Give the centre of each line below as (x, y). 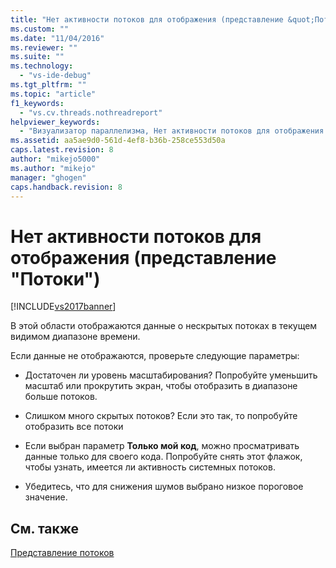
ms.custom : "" (40, 29)
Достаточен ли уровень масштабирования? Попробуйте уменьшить (171, 375)
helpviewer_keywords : (55, 122)
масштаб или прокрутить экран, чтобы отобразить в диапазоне (161, 386)
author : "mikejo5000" (55, 159)
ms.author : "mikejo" (53, 168)
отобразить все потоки (74, 427)
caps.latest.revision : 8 (62, 150)
